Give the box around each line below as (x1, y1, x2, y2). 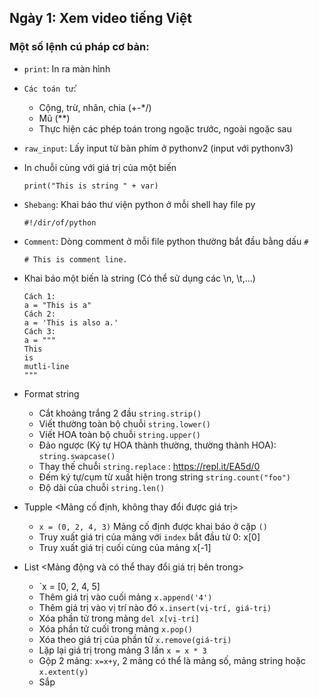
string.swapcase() (38, 451, 116, 461)
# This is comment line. (23, 254, 128, 265)
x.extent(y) (38, 667, 89, 677)
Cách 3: (23, 326, 56, 336)
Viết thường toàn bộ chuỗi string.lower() (38, 417, 211, 430)
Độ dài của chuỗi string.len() (38, 481, 166, 493)
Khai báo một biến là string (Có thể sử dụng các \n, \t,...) (23, 272, 256, 284)
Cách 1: (23, 291, 56, 301)
